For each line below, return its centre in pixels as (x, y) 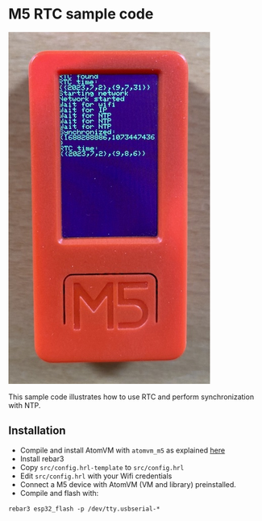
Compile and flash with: (59, 493)
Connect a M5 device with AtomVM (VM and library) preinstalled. (128, 484)
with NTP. (25, 405)
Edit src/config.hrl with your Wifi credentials (96, 476)
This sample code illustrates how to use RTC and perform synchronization (131, 397)
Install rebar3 (42, 458)
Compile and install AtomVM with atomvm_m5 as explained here (123, 450)
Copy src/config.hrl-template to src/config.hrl (102, 467)
